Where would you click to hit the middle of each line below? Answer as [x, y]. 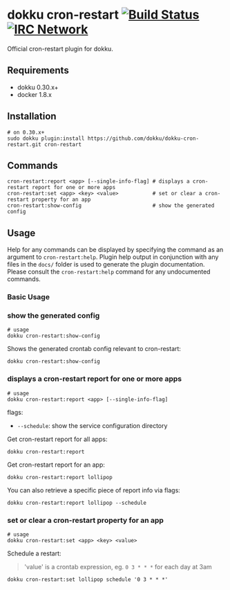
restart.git [24, 144]
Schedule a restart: [34, 553]
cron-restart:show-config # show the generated [111, 206]
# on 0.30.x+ [26, 132]
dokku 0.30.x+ [38, 87]
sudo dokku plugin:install [46, 138]
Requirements [38, 70]
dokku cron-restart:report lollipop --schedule [77, 503]
